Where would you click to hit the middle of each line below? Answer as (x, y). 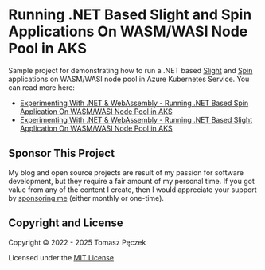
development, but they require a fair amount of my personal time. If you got (131, 181)
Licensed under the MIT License (61, 257)
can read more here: (42, 87)
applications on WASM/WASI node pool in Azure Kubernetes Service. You (129, 79)
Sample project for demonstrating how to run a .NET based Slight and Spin (131, 70)
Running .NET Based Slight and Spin (130, 15)
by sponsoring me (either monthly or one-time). (86, 198)
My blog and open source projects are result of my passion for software (126, 172)
